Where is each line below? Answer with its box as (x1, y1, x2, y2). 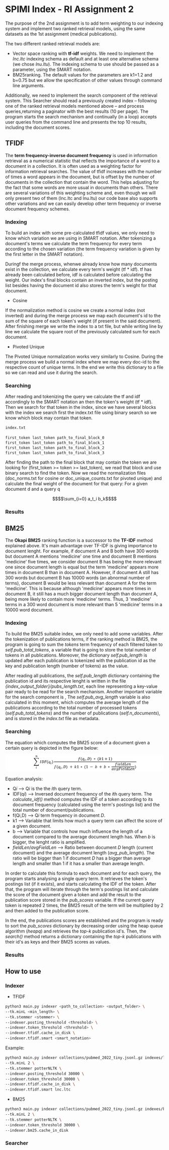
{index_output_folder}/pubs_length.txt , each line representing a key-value (5, 683, 158, 689)
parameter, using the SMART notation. (12, 66, 92, 73)
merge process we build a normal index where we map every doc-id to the (5, 359, 160, 365)
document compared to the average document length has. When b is (12, 834, 156, 840)
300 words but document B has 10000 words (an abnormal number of (5, 575, 150, 581)
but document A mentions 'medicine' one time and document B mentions (5, 553, 157, 559)
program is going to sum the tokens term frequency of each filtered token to (5, 641, 163, 648)
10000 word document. (5, 607, 54, 613)
